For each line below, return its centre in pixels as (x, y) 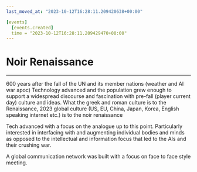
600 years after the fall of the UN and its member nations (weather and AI (95, 84)
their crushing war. (29, 145)
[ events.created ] (33, 28)
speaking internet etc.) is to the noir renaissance (64, 115)
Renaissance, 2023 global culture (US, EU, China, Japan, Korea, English (93, 109)
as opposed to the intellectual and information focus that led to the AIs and (96, 139)
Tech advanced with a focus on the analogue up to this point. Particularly (94, 126)
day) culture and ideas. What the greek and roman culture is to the (86, 103)
